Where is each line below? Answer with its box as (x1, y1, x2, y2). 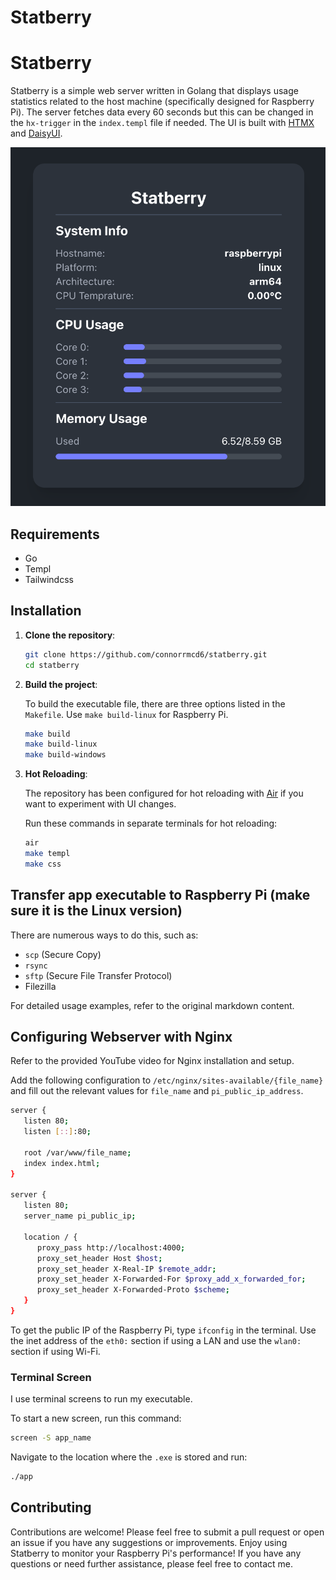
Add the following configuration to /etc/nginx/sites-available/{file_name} (10, 1074, 324, 1086)
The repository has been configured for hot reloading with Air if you (24, 787, 304, 800)
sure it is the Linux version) (10, 902, 183, 920)
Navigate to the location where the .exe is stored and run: (10, 1451, 248, 1463)
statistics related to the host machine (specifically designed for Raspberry (10, 96, 315, 108)
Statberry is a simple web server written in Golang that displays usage (10, 85, 299, 97)
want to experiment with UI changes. (24, 798, 177, 810)
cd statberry (24, 660, 80, 670)
